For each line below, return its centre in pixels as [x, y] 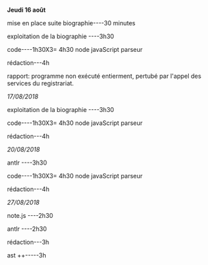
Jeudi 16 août [27, 10]
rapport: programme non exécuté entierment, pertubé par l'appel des [104, 76]
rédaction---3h [28, 242]
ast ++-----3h [27, 255]
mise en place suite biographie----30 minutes [71, 23]
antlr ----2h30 [27, 229]
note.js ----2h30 [30, 215]
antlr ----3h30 [27, 163]
